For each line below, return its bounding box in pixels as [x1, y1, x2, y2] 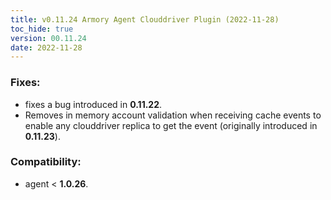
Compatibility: [10, 155, 82, 169]
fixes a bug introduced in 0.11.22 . [24, 98, 163, 110]
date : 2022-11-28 [10, 42, 83, 53]
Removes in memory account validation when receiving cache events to [24, 109, 322, 121]
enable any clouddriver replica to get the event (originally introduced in [24, 119, 318, 131]
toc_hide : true [10, 24, 74, 34]
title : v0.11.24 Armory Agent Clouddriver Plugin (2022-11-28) [10, 14, 280, 25]
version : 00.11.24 [10, 33, 87, 43]
